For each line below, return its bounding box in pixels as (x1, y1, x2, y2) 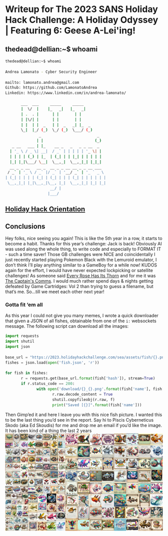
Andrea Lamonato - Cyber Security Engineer (5, 69, 97, 74)
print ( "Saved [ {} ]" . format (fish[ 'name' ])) (52, 403, 142, 408)
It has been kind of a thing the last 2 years (5, 428, 92, 434)
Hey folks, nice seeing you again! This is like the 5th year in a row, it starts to (5, 235, 162, 241)
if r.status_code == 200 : (20, 381, 75, 386)
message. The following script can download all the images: (5, 323, 129, 329)
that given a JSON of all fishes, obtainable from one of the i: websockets (5, 318, 156, 324)
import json (5, 344, 30, 349)
